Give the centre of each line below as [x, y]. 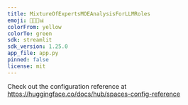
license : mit [27, 66]
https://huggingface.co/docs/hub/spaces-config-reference [94, 94]
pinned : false [28, 60]
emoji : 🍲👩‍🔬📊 [26, 20]
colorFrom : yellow [34, 27]
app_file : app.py [33, 54]
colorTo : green [30, 33]
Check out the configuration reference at [67, 86]
